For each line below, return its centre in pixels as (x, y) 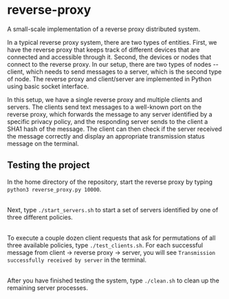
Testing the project (49, 165)
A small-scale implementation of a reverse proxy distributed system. (104, 29)
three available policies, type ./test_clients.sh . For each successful (105, 245)
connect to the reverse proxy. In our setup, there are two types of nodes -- (113, 64)
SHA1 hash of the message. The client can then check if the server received (115, 129)
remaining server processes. (47, 287)
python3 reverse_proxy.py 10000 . (54, 189)
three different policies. (40, 217)
